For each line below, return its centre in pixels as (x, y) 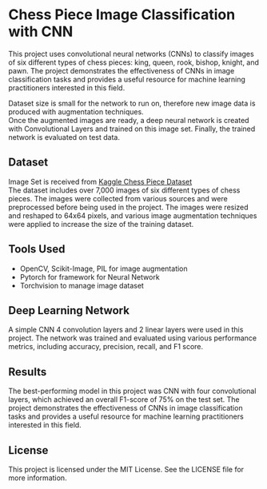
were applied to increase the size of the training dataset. (101, 224)
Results (28, 372)
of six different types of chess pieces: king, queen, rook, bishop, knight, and (134, 62)
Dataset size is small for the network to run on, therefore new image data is (132, 103)
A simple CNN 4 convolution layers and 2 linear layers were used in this (126, 330)
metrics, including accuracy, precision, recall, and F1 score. (106, 347)
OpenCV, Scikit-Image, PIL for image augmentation (104, 268)
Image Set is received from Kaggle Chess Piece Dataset (100, 181)
